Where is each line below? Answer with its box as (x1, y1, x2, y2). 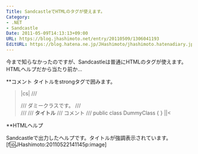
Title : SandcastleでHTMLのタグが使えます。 (6, 8, 105, 15)
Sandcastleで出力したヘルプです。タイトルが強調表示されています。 (6, 134, 171, 141)
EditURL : (6, 42, 28, 48)
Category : (6, 14, 31, 20)
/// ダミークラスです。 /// (20, 102, 81, 109)
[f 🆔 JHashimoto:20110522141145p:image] (6, 140, 107, 148)
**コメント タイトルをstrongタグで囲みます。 (6, 78, 116, 85)
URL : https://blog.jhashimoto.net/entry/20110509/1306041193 (6, 36, 160, 42)
